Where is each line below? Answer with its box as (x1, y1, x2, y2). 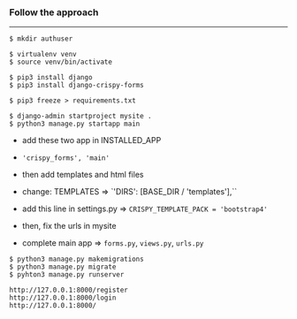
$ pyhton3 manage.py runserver (9, 270, 125, 279)
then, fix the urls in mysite (21, 221, 117, 232)
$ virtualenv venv (9, 50, 77, 59)
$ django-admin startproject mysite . (9, 112, 152, 121)
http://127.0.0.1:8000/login (9, 293, 117, 302)
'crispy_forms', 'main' (21, 154, 110, 163)
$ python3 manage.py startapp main (9, 119, 141, 129)
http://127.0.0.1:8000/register (9, 285, 128, 295)
